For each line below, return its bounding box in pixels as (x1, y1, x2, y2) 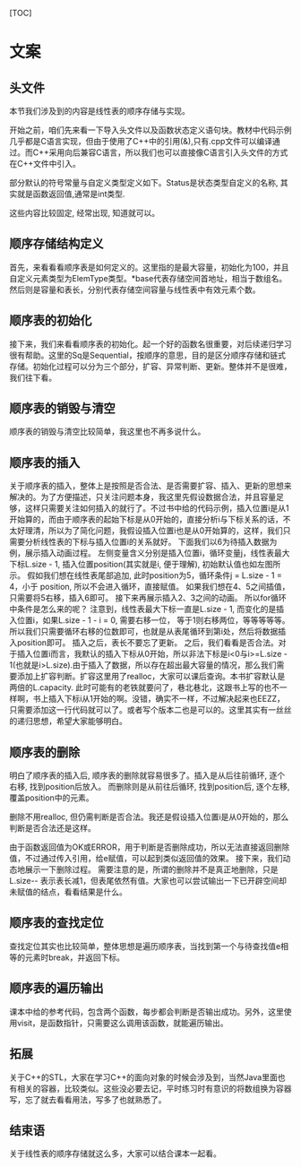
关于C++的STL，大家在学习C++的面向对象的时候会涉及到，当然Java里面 (9, 1071, 278, 1083)
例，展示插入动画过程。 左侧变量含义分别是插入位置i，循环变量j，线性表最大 (9, 548, 290, 558)
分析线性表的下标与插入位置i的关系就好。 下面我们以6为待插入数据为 (24, 537, 278, 548)
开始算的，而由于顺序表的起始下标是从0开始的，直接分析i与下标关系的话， (9, 514, 284, 525)
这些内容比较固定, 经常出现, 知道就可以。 (9, 208, 159, 218)
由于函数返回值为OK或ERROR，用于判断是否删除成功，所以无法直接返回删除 (9, 842, 290, 852)
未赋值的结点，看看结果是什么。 (9, 886, 127, 897)
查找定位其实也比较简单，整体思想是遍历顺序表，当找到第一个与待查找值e (9, 940, 281, 951)
